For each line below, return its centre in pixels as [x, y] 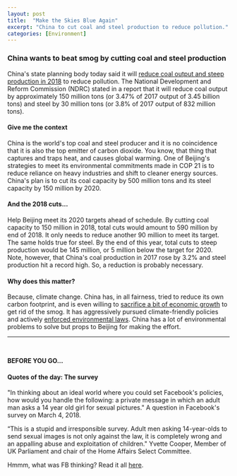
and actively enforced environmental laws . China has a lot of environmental [117, 319]
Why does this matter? [41, 281]
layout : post [26, 14]
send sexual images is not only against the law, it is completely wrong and [115, 436]
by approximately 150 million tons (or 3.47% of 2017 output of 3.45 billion [114, 96]
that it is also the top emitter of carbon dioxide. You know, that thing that [112, 150]
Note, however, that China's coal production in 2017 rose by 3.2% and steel [117, 257]
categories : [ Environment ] [47, 34]
